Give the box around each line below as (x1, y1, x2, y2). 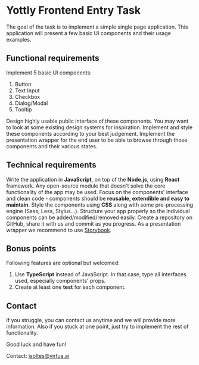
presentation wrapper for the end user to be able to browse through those (6, 136, 188, 143)
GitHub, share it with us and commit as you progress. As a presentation (6, 220, 181, 227)
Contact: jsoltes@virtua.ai (6, 352, 70, 360)
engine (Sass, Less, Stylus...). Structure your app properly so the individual (6, 207, 191, 214)
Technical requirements (6, 160, 97, 170)
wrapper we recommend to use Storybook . (6, 226, 112, 233)
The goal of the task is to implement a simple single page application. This (6, 23, 188, 30)
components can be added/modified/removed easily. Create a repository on (6, 214, 192, 221)
